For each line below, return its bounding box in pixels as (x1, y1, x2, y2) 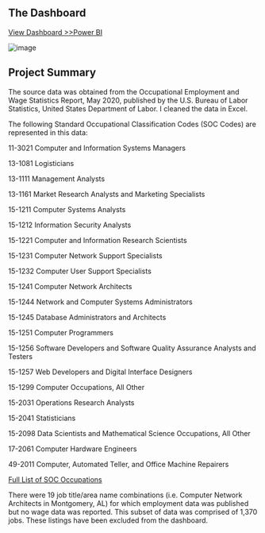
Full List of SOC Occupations (8, 474, 102, 484)
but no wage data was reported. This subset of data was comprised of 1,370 (8, 507, 258, 516)
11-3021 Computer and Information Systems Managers (8, 143, 186, 153)
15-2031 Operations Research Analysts (8, 397, 135, 407)
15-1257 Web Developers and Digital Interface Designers (8, 367, 193, 377)
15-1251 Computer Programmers (8, 327, 113, 337)
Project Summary (8, 66, 97, 79)
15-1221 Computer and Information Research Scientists (8, 235, 188, 245)
